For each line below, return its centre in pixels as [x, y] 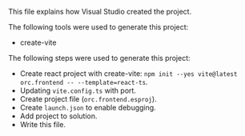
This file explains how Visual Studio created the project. [100, 12]
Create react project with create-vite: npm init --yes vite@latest [129, 74]
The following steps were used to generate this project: [99, 58]
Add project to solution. [58, 116]
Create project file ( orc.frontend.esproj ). [88, 99]
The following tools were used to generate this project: [98, 27]
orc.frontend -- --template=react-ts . [84, 82]
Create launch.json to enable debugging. [88, 108]
